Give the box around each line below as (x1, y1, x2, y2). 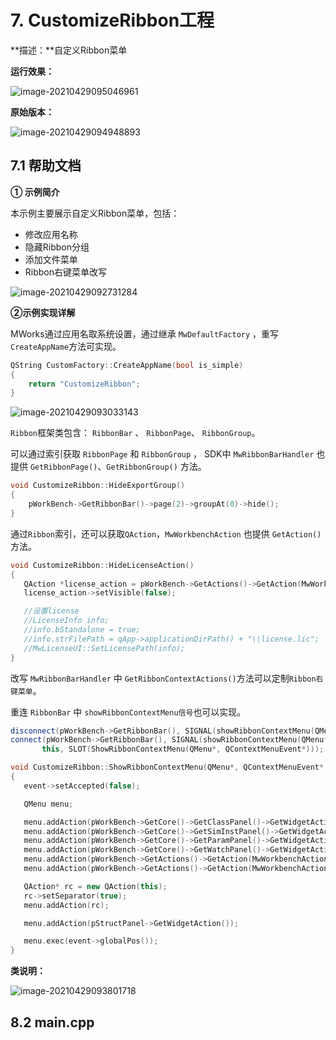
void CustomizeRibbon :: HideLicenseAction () (10, 560, 195, 570)
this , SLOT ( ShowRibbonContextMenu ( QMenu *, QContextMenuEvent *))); (41, 744, 325, 755)
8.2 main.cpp (10, 1014, 95, 1031)
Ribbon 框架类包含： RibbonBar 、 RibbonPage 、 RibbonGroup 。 (10, 427, 261, 439)
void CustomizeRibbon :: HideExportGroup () (10, 481, 186, 491)
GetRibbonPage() (29, 462, 98, 473)
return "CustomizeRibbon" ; (28, 379, 141, 389)
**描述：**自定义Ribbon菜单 (10, 44, 128, 56)
